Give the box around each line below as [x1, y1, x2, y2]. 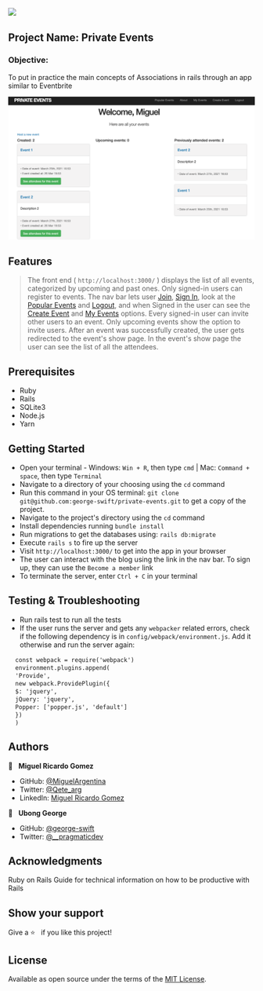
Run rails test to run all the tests [19, 615, 121, 624]
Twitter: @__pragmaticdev [19, 832, 104, 841]
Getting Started [8, 442, 85, 455]
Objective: [8, 55, 49, 66]
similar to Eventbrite [8, 81, 73, 90]
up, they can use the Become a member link [19, 563, 154, 572]
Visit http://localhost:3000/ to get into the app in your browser [19, 547, 227, 555]
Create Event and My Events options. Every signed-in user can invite [27, 309, 249, 318]
